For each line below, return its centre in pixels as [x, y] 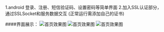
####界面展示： [22, 24]
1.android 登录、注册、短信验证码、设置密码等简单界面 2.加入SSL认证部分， [84, 7]
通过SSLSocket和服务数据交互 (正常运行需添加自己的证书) [65, 13]
